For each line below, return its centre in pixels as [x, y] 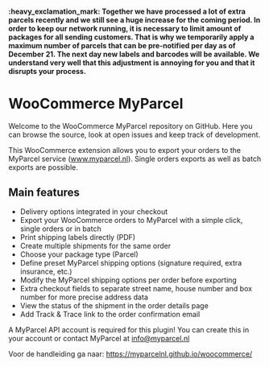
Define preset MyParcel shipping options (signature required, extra [131, 263]
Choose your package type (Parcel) [79, 254]
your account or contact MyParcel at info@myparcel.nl [99, 339]
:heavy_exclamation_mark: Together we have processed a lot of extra [127, 11]
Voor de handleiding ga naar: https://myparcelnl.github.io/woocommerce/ [130, 354]
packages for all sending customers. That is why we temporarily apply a [131, 37]
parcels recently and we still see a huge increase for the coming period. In [134, 19]
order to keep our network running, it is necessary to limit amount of [125, 28]
